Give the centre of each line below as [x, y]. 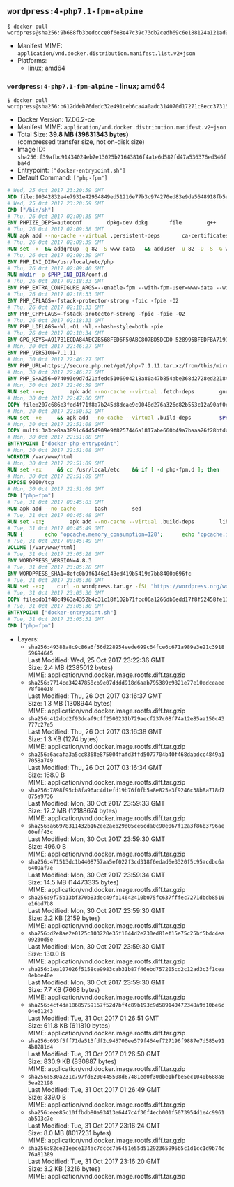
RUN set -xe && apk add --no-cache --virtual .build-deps [99, 418]
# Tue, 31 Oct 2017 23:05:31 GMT [56, 619]
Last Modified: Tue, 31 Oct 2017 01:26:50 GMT [94, 1054]
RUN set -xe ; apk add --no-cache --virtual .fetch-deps [101, 392]
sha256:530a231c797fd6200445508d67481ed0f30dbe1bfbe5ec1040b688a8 [126, 1077]
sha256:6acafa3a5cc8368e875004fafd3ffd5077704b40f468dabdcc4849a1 [126, 755]
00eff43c [40, 832]
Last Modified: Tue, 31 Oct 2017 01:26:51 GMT [93, 1018]
